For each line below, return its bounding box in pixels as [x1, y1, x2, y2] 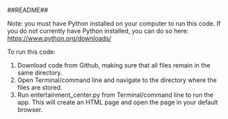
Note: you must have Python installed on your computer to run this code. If [7, 19, 221, 27]
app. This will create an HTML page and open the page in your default [17, 98, 218, 106]
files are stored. [17, 84, 63, 91]
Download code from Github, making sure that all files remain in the [17, 61, 211, 69]
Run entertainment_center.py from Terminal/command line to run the [17, 90, 214, 99]
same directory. [17, 69, 63, 77]
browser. [17, 106, 43, 113]
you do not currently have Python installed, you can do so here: [7, 27, 189, 35]
